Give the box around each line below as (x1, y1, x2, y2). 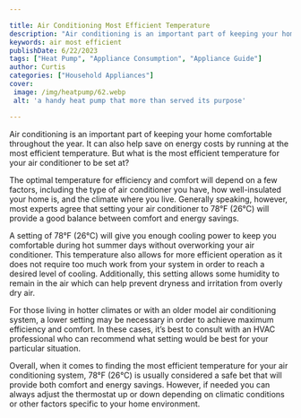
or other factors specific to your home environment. (9, 398, 201, 409)
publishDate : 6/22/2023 (9, 46, 99, 55)
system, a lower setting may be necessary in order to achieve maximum (9, 314, 275, 325)
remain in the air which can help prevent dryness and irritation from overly (9, 277, 283, 288)
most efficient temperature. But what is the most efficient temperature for (9, 147, 280, 158)
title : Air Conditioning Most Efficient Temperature (9, 21, 211, 30)
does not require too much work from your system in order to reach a (9, 258, 265, 269)
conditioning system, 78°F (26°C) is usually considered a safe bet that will (9, 370, 282, 380)
